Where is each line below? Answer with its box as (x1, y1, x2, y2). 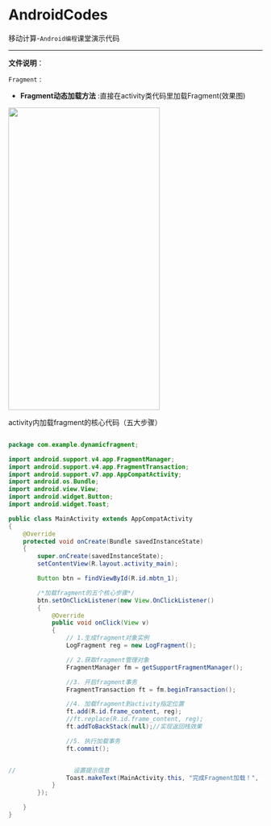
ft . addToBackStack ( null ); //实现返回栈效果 (65, 723, 202, 731)
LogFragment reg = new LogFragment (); (65, 641, 197, 650)
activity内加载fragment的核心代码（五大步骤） (8, 417, 162, 427)
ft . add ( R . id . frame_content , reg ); (65, 707, 182, 715)
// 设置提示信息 (8, 766, 110, 774)
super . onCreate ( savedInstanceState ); (37, 553, 164, 561)
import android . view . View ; (8, 486, 99, 494)
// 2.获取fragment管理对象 (65, 656, 149, 664)
